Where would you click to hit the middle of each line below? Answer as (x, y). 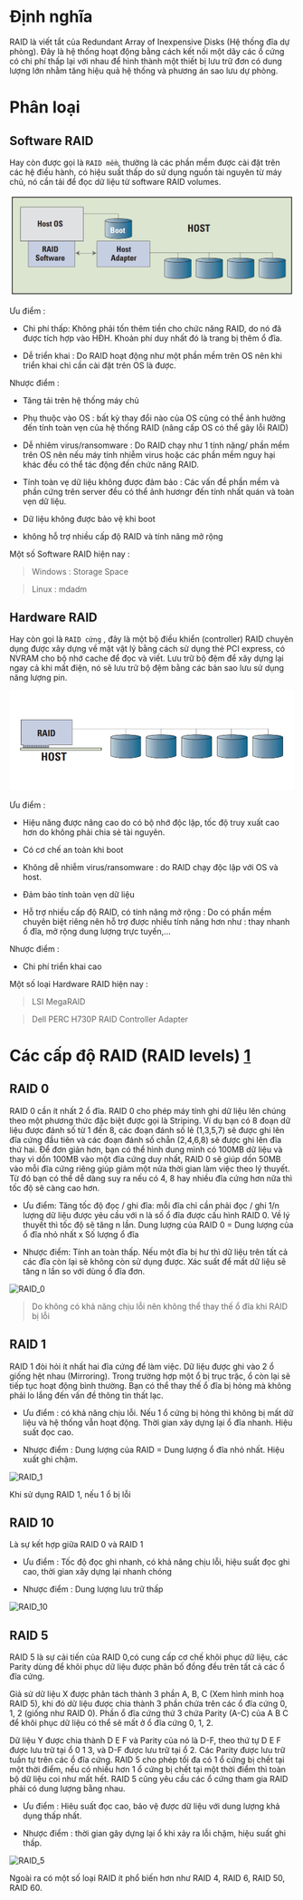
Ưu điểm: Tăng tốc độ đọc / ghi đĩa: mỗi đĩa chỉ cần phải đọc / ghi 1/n (151, 1205)
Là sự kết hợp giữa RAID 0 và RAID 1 (76, 1545)
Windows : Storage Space (80, 571)
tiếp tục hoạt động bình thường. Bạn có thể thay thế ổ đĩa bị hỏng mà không (151, 1385)
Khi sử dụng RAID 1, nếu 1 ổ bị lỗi (70, 1494)
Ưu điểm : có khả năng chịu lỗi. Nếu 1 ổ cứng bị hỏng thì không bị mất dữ (158, 1412)
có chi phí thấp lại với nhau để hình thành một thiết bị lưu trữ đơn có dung (146, 61)
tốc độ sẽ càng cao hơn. (55, 1187)
